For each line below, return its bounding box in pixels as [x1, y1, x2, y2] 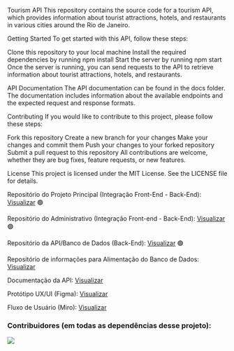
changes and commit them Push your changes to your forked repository [7, 141, 215, 149]
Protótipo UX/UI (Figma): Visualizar [7, 290, 108, 298]
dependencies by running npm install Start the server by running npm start [7, 55, 222, 64]
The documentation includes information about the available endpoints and [7, 91, 224, 99]
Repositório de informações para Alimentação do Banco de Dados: [7, 255, 199, 263]
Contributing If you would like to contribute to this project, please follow [7, 112, 213, 121]
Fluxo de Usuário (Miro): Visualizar [7, 303, 107, 311]
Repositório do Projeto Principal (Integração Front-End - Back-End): [7, 191, 202, 198]
